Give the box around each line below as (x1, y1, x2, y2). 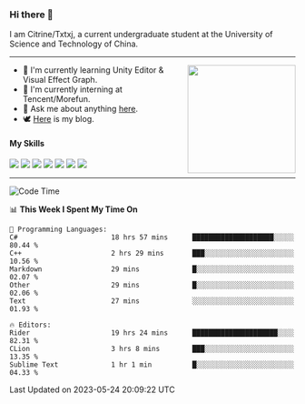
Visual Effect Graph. (22, 75, 98, 86)
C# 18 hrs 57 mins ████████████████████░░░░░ (9, 232, 295, 242)
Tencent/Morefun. (22, 94, 91, 105)
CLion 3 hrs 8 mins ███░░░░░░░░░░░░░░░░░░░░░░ (9, 344, 295, 353)
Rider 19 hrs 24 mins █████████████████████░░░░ (9, 328, 295, 338)
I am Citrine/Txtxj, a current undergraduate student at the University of (9, 29, 273, 40)
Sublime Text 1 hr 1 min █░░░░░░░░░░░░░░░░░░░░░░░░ (9, 359, 295, 369)
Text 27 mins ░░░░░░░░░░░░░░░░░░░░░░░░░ (9, 296, 295, 306)
